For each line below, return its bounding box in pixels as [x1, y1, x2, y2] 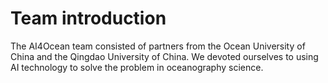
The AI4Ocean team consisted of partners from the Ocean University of [10, 40, 306, 52]
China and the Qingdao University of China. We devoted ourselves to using [10, 50, 319, 62]
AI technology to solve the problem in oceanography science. [10, 61, 264, 73]
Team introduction [10, 7, 167, 30]
